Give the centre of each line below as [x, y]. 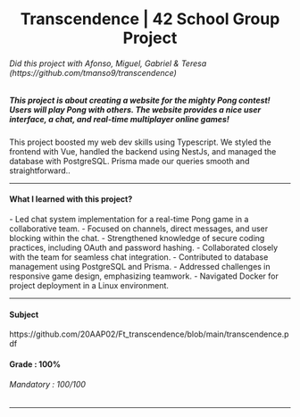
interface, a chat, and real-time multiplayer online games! [120, 120]
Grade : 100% [35, 364]
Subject [24, 314]
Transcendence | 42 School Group [150, 19]
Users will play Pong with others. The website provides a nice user [135, 110]
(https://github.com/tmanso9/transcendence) [93, 72]
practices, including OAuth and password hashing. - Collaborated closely [144, 247]
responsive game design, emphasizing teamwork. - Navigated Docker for [144, 276]
